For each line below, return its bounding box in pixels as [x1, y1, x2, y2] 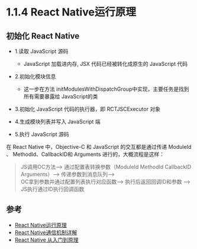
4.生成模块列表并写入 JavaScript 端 [14, 118, 101, 125]
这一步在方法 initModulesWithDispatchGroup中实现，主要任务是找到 [23, 85, 189, 92]
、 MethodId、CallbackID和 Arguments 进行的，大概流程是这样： [6, 151, 164, 158]
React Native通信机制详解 [14, 229, 77, 236]
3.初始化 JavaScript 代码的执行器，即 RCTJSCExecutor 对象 [14, 106, 161, 113]
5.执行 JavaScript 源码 [14, 131, 69, 138]
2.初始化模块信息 [14, 73, 56, 80]
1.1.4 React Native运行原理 [6, 5, 136, 19]
